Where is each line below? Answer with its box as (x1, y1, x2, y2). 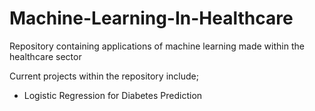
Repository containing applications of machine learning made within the (9, 40, 305, 52)
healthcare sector (9, 50, 82, 62)
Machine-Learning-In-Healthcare (9, 7, 294, 30)
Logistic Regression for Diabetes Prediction (23, 89, 203, 101)
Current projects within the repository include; (9, 70, 199, 82)
